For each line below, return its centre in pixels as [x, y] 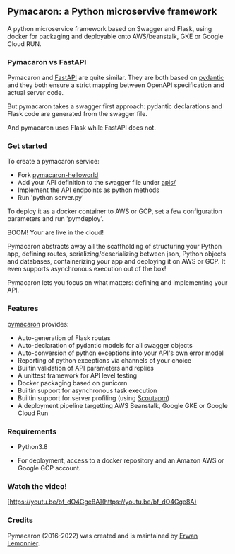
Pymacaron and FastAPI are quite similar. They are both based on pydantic [116, 78]
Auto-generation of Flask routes [64, 338]
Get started [27, 146]
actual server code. [36, 93]
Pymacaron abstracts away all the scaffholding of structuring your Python [115, 247]
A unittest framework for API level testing [77, 375]
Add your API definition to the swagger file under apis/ [97, 183]
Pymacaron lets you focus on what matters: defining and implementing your [117, 283]
